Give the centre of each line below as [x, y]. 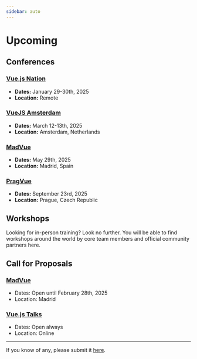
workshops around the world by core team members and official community [98, 239]
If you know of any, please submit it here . [56, 350]
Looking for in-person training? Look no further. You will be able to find [92, 233]
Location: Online [34, 333]
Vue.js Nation [26, 78]
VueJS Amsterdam [34, 113]
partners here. [23, 245]
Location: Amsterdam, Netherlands [57, 132]
